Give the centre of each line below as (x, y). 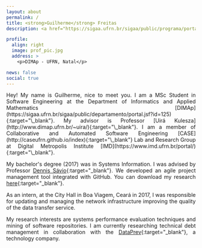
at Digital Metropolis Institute (50, 146)
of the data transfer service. (41, 208)
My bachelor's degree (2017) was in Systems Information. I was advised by (101, 164)
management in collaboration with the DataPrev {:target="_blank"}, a (101, 232)
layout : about (24, 12)
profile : (17, 40)
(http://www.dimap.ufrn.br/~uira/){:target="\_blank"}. (72, 127)
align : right (28, 45)
